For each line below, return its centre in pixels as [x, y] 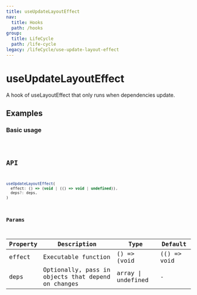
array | [129, 273]
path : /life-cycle [34, 45]
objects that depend [77, 277]
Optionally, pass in [77, 269]
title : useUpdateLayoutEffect [43, 11]
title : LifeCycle [33, 39]
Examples [24, 113]
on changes [61, 284]
